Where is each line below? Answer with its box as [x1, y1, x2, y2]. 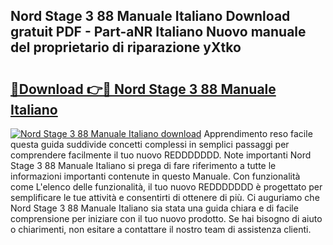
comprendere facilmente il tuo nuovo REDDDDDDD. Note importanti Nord [10, 149, 312, 161]
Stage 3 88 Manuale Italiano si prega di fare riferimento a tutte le [10, 160, 277, 171]
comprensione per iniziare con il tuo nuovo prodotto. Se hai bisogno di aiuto [10, 213, 323, 224]
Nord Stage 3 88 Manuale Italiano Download [10, 8, 291, 25]
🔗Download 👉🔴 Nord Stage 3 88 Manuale [10, 80, 277, 98]
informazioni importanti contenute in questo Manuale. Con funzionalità [10, 170, 301, 182]
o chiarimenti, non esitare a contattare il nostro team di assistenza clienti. [10, 224, 312, 235]
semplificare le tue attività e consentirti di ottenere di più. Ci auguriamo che [10, 192, 320, 203]
